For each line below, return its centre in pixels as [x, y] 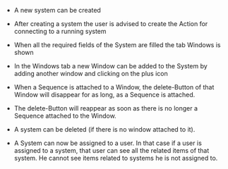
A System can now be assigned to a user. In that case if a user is [108, 143]
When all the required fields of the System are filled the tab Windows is [117, 45]
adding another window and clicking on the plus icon [91, 74]
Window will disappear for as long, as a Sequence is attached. [104, 95]
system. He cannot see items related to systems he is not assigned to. [116, 158]
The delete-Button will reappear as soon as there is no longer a [106, 108]
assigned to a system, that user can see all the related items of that [112, 150]
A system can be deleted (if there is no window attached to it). [104, 129]
